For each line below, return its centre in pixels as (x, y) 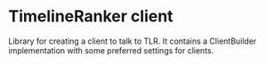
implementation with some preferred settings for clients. (111, 50)
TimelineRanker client (91, 16)
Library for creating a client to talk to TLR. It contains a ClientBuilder (133, 41)
